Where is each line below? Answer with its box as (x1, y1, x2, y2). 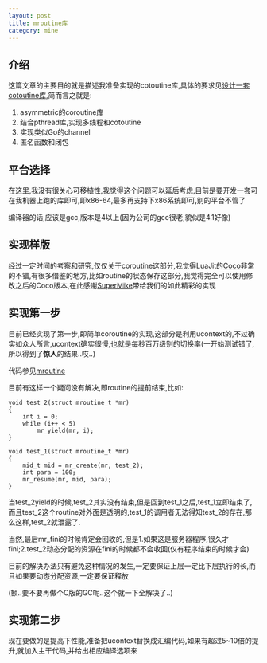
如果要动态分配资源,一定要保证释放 (14, 571, 130, 580)
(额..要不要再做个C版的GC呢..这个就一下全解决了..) (8, 587, 173, 598)
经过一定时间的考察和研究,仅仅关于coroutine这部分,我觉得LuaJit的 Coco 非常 (8, 261, 255, 270)
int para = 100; (22, 468, 77, 477)
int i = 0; (22, 412, 59, 421)
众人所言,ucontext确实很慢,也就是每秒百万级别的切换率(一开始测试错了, (21, 339, 254, 348)
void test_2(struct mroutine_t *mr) (8, 398, 130, 406)
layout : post (8, 11, 52, 20)
